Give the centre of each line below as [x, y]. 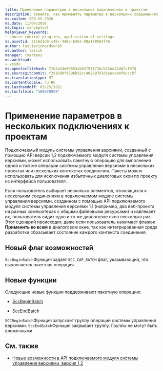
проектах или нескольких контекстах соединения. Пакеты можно [74, 171]
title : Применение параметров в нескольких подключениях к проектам [76, 10]
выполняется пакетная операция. [40, 265]
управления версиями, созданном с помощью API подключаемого [75, 201]
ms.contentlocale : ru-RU [30, 82]
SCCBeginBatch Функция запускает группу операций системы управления [81, 320]
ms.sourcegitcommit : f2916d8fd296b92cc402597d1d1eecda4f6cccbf [71, 73]
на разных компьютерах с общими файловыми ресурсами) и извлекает [80, 211]
